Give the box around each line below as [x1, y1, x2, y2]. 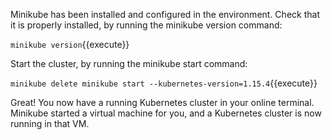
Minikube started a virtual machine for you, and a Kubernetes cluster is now [10, 107, 322, 119]
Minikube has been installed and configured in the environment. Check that [10, 9, 320, 20]
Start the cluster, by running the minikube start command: [10, 58, 248, 69]
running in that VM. [10, 118, 90, 129]
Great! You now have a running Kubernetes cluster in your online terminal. [10, 97, 315, 108]
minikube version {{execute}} [10, 39, 130, 50]
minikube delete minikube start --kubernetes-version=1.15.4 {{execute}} [10, 77, 318, 89]
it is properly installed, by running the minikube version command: [10, 19, 283, 31]
